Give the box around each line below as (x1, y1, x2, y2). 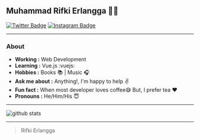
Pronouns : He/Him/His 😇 (14, 93, 79, 100)
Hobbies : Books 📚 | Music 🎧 (14, 69, 90, 76)
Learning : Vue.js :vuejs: (14, 62, 76, 69)
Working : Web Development (14, 56, 86, 63)
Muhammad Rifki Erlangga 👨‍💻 (6, 6, 119, 16)
